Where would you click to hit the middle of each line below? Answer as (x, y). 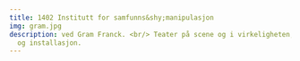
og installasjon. (50, 43)
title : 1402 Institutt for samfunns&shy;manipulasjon (112, 17)
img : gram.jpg (36, 26)
